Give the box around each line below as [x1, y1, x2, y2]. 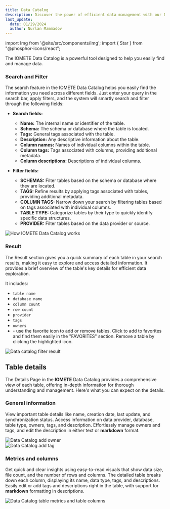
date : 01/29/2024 [10, 21, 47, 27]
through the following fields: [5, 101, 64, 107]
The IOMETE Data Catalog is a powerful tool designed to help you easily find [5, 55, 165, 61]
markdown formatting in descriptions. [5, 488, 84, 494]
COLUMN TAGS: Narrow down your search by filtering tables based [20, 199, 162, 205]
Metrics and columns [5, 455, 59, 462]
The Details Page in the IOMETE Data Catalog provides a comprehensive [5, 376, 157, 382]
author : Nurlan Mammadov [10, 26, 62, 31]
